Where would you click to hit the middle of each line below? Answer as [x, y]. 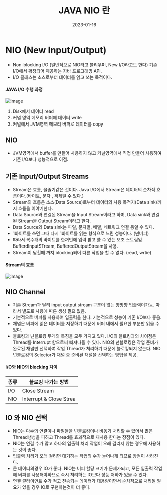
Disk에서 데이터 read [33, 111]
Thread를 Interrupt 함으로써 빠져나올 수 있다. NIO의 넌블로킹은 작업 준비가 [86, 342]
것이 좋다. [27, 449]
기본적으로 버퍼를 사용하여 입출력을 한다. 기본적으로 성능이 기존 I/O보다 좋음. [87, 317]
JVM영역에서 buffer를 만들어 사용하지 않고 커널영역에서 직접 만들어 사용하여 [87, 153]
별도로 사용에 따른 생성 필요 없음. [54, 311]
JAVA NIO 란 [84, 10]
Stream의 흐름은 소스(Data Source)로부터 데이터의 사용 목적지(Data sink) [85, 202]
